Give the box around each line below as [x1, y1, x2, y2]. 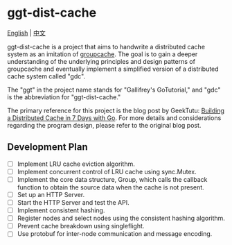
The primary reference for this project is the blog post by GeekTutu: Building [7, 106, 225, 115]
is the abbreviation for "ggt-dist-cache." [7, 92, 121, 101]
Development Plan [7, 141, 88, 153]
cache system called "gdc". [7, 71, 85, 81]
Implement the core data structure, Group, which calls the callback [17, 175, 208, 183]
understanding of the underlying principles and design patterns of [7, 57, 196, 65]
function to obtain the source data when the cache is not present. [17, 183, 204, 192]
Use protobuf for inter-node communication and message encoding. [17, 230, 213, 238]
